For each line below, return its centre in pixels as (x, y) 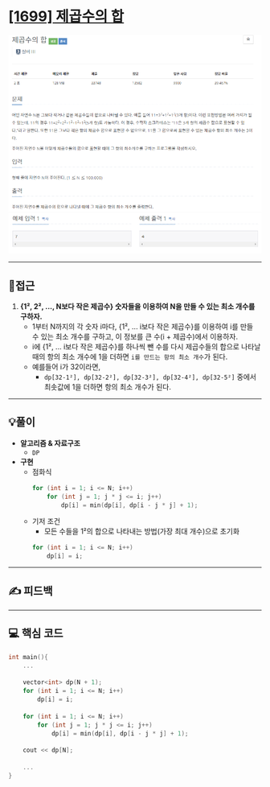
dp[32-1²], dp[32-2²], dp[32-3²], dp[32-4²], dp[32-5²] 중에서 (150, 377)
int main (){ (28, 657)
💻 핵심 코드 (36, 634)
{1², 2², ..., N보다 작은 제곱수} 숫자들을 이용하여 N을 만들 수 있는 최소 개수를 (137, 307)
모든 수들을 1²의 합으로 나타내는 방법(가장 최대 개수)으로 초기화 (141, 531)
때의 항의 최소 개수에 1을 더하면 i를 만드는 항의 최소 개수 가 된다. (130, 357)
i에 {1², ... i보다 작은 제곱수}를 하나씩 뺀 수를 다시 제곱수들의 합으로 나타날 (146, 347)
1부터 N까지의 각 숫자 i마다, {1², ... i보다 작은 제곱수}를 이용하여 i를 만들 (143, 327)
